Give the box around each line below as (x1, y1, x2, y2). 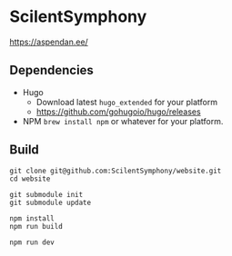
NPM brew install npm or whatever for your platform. (22, 115, 224, 126)
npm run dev (9, 238, 55, 247)
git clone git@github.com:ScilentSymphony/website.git (9, 166, 222, 175)
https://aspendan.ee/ (9, 36, 88, 47)
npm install (9, 213, 55, 223)
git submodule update (9, 198, 92, 207)
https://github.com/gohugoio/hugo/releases (35, 106, 202, 117)
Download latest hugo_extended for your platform (35, 96, 218, 107)
